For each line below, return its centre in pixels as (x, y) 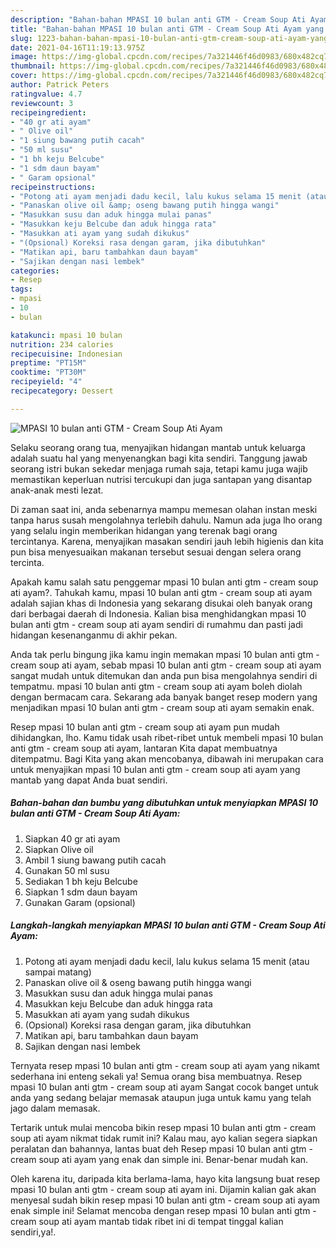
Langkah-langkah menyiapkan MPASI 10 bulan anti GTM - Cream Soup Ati (168, 925)
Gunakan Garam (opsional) (80, 902)
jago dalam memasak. (55, 1108)
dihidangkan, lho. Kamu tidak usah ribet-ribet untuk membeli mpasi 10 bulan (167, 737)
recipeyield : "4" (46, 382)
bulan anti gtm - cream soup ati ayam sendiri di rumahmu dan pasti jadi (156, 624)
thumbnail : (33, 66)
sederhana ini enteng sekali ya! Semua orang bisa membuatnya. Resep (156, 1076)
